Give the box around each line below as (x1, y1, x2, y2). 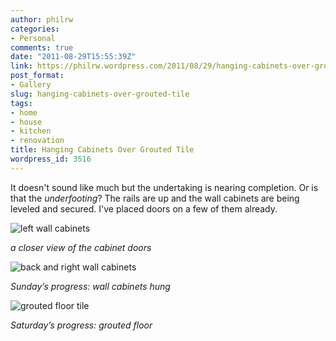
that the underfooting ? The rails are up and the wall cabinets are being (10, 192, 300, 204)
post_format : (10, 71, 65, 81)
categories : (10, 24, 60, 34)
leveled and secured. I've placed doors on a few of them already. (10, 202, 278, 215)
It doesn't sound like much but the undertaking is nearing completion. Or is (10, 181, 319, 193)
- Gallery (10, 80, 52, 90)
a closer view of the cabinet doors (10, 241, 152, 253)
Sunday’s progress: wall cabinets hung (10, 280, 171, 292)
